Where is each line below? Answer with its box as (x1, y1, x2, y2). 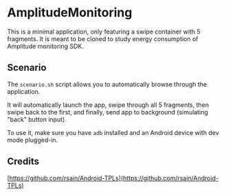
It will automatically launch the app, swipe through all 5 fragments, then (7, 101, 210, 109)
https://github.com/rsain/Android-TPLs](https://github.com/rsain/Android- (9, 173, 218, 182)
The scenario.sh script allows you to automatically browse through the (7, 80, 207, 88)
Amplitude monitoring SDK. (7, 42, 84, 50)
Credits (7, 156, 40, 167)
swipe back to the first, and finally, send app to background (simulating (7, 108, 208, 116)
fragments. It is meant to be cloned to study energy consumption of (7, 34, 199, 42)
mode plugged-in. (7, 136, 58, 144)
